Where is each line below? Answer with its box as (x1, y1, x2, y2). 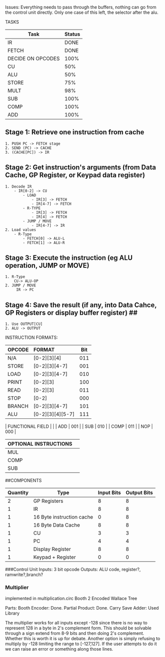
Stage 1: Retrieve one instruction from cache (5, 128, 144, 136)
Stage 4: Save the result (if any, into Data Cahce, (5, 301, 157, 309)
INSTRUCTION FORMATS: (5, 334, 58, 340)
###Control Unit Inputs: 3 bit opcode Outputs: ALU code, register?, (5, 567, 141, 573)
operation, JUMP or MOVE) (5, 261, 90, 270)
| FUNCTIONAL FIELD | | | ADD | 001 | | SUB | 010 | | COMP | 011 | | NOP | (5, 423, 153, 429)
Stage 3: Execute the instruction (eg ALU (5, 254, 133, 262)
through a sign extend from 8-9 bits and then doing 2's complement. (5, 630, 144, 636)
